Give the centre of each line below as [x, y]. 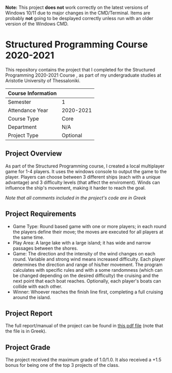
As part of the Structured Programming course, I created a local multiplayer [85, 166]
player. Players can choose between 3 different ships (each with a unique [83, 177]
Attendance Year [28, 110]
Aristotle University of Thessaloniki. [43, 80]
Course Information [32, 93]
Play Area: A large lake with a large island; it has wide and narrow [82, 243]
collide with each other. [37, 286]
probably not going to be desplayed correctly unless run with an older [79, 18]
